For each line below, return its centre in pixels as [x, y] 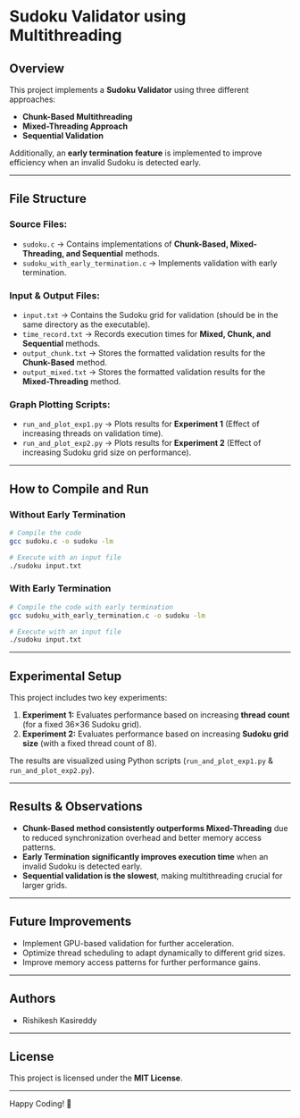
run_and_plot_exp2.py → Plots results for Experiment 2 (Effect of [142, 443]
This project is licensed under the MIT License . [96, 1078]
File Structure [48, 199]
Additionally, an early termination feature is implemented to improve [136, 153]
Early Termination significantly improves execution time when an [145, 856]
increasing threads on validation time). [92, 433]
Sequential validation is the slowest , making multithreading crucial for [152, 875]
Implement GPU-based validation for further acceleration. [128, 943]
